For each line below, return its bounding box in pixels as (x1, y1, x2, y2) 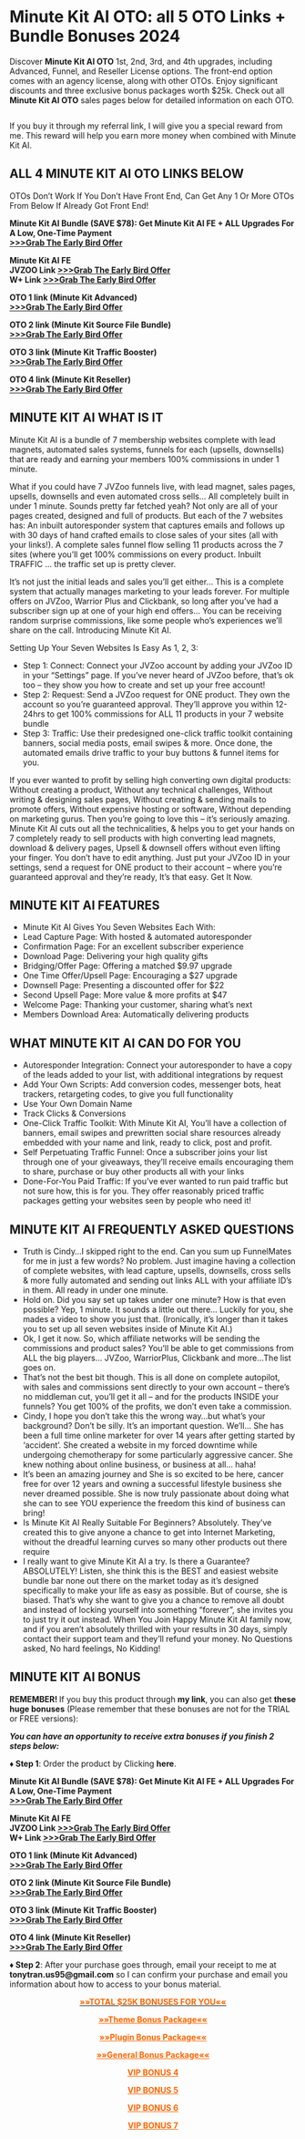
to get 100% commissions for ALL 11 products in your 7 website (46, 708, 284, 719)
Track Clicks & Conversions (22, 1108, 127, 1119)
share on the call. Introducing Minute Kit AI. (9, 625, 172, 635)
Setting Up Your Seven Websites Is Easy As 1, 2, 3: (9, 642, 198, 653)
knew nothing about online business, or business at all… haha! (22, 1459, 257, 1470)
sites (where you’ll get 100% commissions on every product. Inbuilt (9, 549, 261, 560)
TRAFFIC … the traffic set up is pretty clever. (9, 558, 177, 569)
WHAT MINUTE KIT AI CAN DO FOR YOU (9, 1035, 241, 1050)
